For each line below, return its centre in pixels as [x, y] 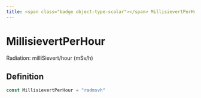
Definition [25, 76]
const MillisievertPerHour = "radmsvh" [56, 90]
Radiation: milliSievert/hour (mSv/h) [50, 58]
